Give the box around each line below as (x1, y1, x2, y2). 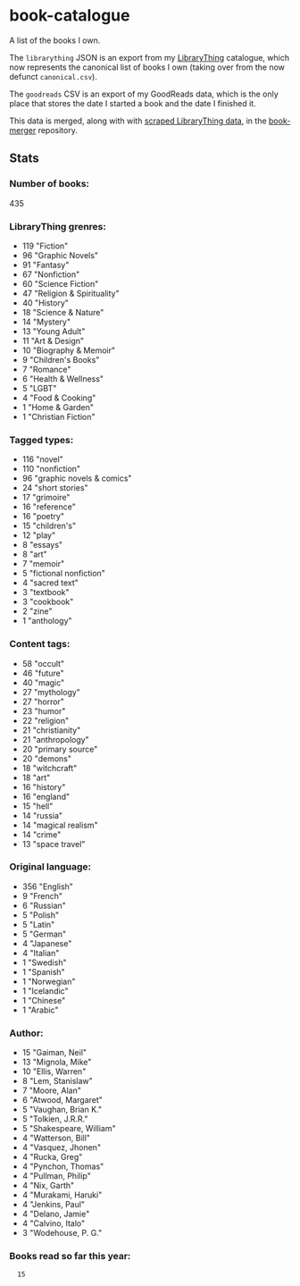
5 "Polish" (21, 909, 60, 920)
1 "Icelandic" (21, 985, 69, 996)
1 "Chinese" (21, 995, 66, 1005)
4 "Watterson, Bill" (21, 1132, 91, 1144)
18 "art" (21, 772, 51, 783)
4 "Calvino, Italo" (21, 1218, 86, 1229)
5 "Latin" (21, 919, 55, 929)
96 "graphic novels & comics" (21, 473, 132, 483)
